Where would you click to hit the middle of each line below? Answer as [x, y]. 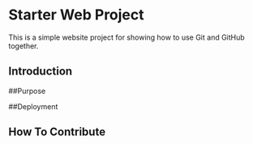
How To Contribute [57, 132]
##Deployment [33, 106]
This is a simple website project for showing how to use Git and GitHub [126, 37]
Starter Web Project [76, 15]
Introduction [41, 72]
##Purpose [27, 91]
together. [24, 45]
